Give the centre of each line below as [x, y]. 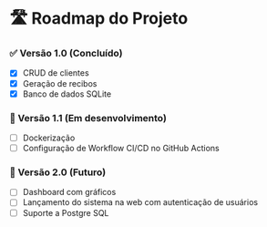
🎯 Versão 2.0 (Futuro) [58, 172]
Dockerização [49, 138]
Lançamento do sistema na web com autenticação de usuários [140, 202]
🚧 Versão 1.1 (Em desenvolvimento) [88, 118]
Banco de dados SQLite [67, 94]
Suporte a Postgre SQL [66, 212]
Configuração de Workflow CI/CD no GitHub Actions [121, 149]
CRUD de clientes [56, 73]
